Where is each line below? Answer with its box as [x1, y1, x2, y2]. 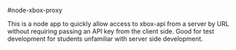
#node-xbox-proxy [7, 6, 62, 14]
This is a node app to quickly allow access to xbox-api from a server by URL [7, 20, 230, 27]
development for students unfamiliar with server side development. [7, 35, 203, 43]
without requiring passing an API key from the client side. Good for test [7, 27, 215, 35]
